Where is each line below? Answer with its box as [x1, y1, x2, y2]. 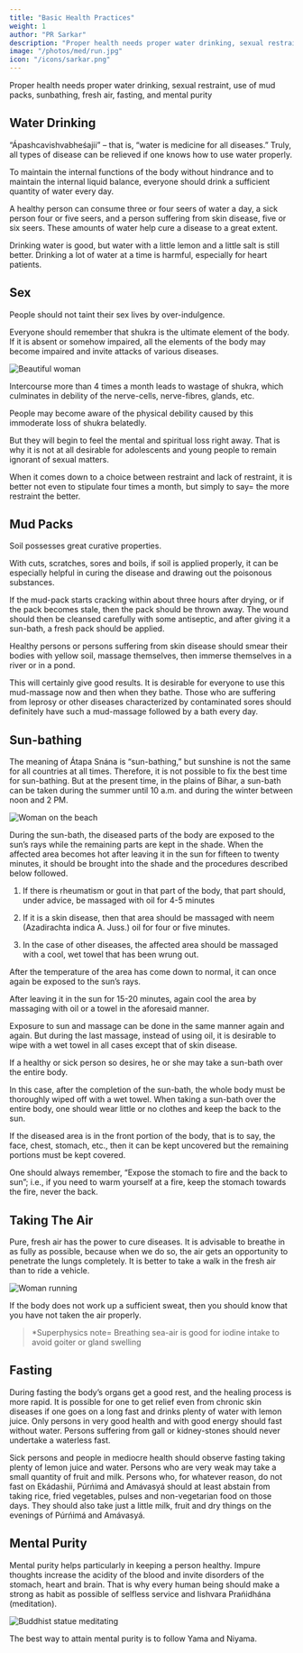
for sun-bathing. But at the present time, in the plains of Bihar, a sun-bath [9, 776, 281, 786]
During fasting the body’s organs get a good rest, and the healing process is [9, 1386, 292, 1398]
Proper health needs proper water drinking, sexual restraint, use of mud [9, 80, 276, 90]
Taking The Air [9, 1212, 94, 1227]
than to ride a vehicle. [9, 1265, 90, 1276]
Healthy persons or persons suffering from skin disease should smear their [9, 641, 289, 652]
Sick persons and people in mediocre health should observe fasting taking [9, 1452, 286, 1463]
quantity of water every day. [9, 186, 115, 197]
